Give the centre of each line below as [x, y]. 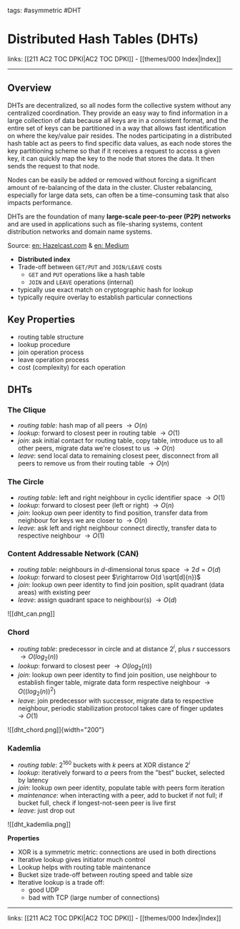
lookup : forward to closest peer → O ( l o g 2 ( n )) [85, 667]
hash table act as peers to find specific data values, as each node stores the [120, 143]
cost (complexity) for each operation [71, 367]
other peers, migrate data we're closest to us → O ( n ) [96, 448]
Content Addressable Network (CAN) [73, 554]
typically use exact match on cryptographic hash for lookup [105, 289]
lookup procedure [44, 344]
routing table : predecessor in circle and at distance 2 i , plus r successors [124, 648]
